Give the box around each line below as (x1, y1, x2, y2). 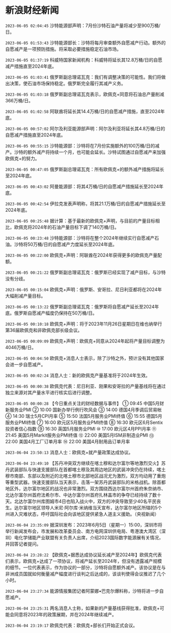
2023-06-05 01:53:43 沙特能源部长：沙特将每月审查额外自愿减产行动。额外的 (5, 39, 166, 46)
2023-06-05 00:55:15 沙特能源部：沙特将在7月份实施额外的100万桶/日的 (5, 142, 155, 149)
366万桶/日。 (5, 97, 34, 103)
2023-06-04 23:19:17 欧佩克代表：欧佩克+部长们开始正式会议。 (5, 622, 138, 628)
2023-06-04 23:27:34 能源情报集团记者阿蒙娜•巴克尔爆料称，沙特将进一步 (5, 588, 159, 594)
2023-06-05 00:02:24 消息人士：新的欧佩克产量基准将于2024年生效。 (5, 372, 150, 378)
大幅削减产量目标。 (5, 293, 46, 299)
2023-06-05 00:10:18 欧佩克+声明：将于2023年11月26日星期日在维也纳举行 (5, 321, 162, 327)
